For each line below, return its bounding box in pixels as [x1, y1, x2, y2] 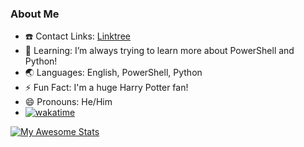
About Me [10, 7, 60, 21]
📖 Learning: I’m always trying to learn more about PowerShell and [24, 45, 295, 57]
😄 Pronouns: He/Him [24, 96, 113, 108]
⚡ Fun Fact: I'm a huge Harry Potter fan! [24, 82, 189, 94]
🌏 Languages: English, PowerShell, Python [24, 67, 203, 79]
